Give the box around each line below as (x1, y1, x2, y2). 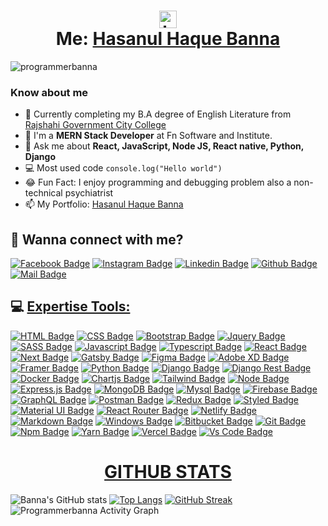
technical (24, 187, 63, 199)
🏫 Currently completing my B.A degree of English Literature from (24, 108, 292, 120)
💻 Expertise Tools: (10, 298, 131, 315)
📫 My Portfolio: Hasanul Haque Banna (24, 198, 184, 210)
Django (24, 151, 56, 163)
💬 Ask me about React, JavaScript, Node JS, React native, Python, (24, 140, 305, 152)
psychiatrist (64, 187, 114, 199)
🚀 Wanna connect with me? (10, 231, 184, 248)
